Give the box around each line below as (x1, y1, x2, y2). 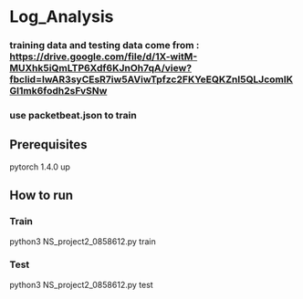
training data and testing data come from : (9, 39, 200, 52)
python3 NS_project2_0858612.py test (9, 279, 153, 290)
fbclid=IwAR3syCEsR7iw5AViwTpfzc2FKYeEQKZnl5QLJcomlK (9, 73, 294, 86)
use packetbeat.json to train (9, 109, 137, 122)
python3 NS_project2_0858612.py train (9, 235, 157, 247)
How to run (9, 188, 74, 203)
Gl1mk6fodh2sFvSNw (9, 85, 108, 98)
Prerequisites (9, 137, 88, 152)
